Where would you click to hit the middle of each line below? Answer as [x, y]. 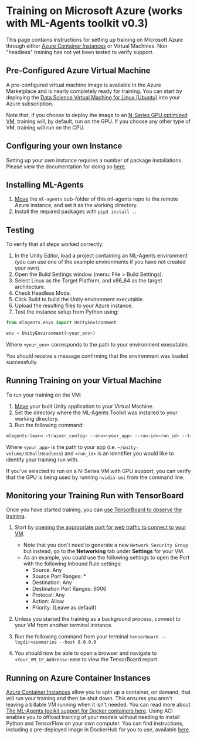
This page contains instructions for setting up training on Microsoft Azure [95, 39]
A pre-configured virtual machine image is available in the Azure [84, 85]
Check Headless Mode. [43, 293]
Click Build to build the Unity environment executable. [79, 299]
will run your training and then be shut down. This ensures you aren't [89, 698]
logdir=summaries [36, 643]
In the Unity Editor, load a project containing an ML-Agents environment [101, 256]
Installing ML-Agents [45, 184]
